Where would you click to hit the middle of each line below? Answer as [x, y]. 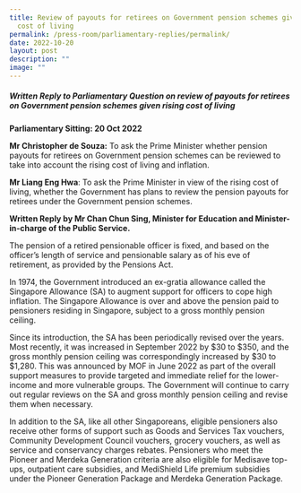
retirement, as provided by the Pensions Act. [91, 264]
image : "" [28, 68]
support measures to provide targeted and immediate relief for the [131, 375]
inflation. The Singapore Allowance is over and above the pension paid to [144, 300]
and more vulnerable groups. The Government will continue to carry [164, 385]
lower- [267, 375]
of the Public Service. [90, 228]
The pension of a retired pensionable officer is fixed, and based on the [139, 245]
